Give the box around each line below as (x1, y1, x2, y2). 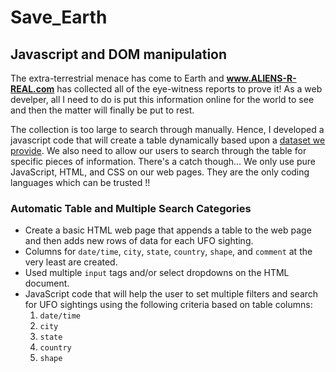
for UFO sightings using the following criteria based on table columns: (24, 299, 313, 311)
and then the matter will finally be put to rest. (10, 104, 195, 116)
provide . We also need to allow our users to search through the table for (10, 145, 307, 156)
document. (24, 277, 70, 290)
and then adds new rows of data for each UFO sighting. (24, 235, 254, 247)
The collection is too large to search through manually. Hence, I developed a (10, 124, 325, 135)
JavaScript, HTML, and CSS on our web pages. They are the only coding (10, 166, 310, 178)
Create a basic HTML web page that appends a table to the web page (24, 224, 312, 236)
